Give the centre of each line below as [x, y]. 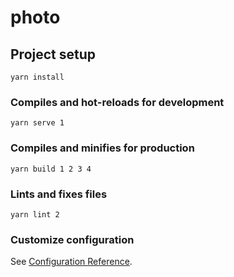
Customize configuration [72, 239]
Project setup [53, 54]
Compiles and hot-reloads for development [117, 102]
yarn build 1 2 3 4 [51, 169]
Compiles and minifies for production [102, 148]
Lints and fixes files [59, 194]
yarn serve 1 [37, 123]
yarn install [37, 77]
